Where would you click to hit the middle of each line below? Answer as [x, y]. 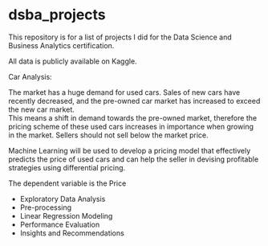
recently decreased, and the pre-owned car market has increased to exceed [134, 100]
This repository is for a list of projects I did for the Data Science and [120, 37]
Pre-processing [46, 207]
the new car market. [41, 109]
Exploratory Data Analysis [63, 199]
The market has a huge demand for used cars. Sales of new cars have [124, 92]
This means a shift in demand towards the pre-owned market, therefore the [133, 117]
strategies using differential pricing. [67, 167]
